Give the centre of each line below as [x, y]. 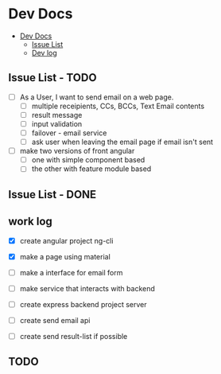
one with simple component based [88, 160]
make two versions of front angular [77, 151]
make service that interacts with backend [87, 288]
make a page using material [65, 256]
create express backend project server [83, 304]
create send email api [55, 320]
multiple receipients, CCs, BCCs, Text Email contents [118, 106]
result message [57, 115]
